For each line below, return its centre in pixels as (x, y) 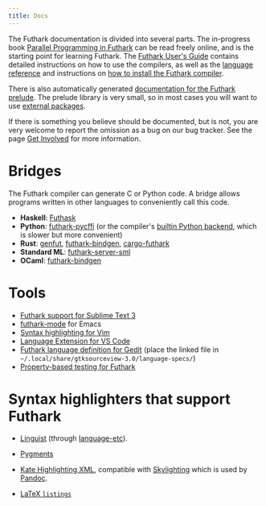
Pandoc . (34, 478)
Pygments (37, 454)
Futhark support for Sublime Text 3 (78, 315)
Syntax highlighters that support (119, 399)
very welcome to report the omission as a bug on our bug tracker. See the (131, 130)
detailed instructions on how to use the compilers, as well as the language (131, 64)
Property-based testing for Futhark (78, 367)
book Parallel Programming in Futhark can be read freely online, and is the (131, 47)
